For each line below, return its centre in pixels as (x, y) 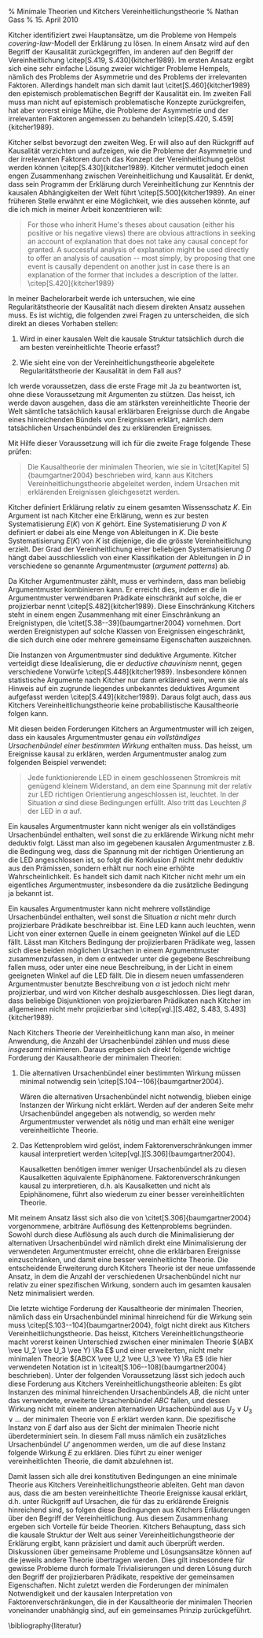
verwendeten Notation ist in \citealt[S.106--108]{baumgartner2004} (117, 1367)
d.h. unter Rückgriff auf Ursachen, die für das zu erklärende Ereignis (119, 1501)
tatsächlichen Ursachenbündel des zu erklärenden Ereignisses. (110, 428)
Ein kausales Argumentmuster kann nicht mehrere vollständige (109, 908)
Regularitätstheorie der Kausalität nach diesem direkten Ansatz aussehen (127, 307)
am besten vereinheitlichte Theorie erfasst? (90, 347)
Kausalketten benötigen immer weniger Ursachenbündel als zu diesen (133, 1169)
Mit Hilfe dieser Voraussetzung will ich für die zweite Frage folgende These (130, 443)
